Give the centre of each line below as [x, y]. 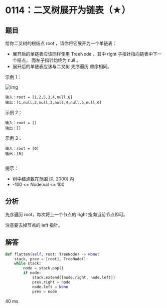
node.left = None [50, 287]
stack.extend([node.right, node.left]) [73, 277]
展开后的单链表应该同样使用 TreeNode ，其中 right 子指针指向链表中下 [85, 54]
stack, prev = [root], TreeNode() [50, 259]
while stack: [28, 263]
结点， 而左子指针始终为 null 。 [49, 60]
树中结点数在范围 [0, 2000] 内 [43, 179]
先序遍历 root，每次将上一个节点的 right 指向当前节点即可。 [66, 214]
